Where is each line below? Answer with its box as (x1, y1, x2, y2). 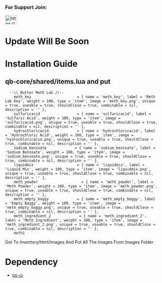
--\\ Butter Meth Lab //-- (9, 90, 64, 95)
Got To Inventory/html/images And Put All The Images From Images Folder (5, 239, 154, 245)
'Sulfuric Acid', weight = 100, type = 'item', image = (5, 116, 121, 121)
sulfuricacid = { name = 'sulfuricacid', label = (14, 111, 151, 117)
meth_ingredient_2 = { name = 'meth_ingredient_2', (14, 213, 147, 219)
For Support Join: (5, 4, 47, 11)
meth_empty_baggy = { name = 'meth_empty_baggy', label (14, 196, 156, 202)
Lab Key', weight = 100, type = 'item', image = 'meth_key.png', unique (5, 99, 156, 104)
